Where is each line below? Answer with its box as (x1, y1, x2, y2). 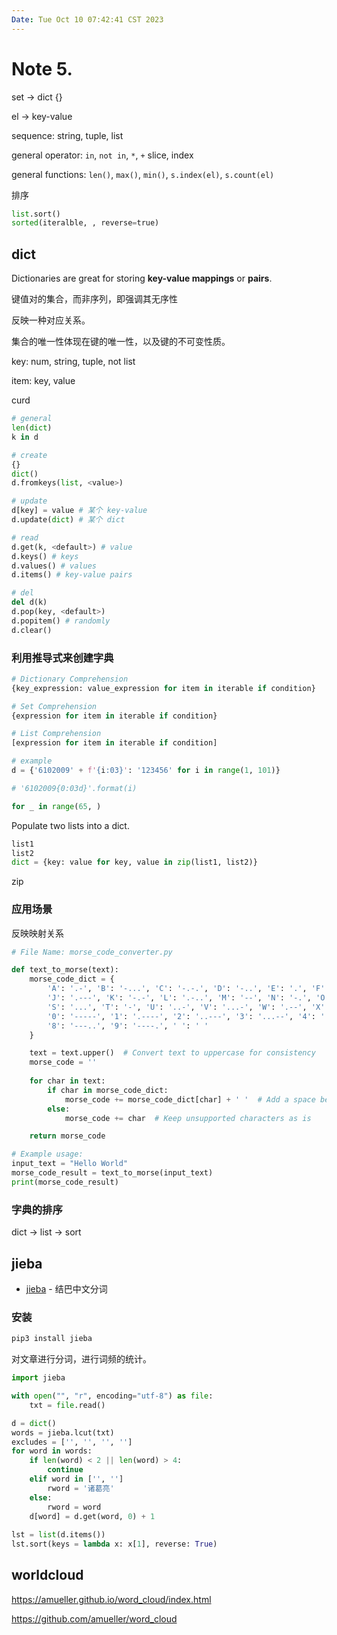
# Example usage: (11, 1149, 84, 1160)
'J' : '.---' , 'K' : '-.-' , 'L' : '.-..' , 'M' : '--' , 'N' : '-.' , (47, 993, 312, 1003)
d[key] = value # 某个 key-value (11, 506, 148, 516)
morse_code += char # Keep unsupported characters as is (64, 1113, 312, 1123)
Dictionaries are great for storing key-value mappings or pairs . (11, 272, 273, 285)
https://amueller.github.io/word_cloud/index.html (11, 1593, 212, 1605)
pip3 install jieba (11, 1334, 93, 1344)
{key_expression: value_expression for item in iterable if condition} (11, 683, 316, 693)
